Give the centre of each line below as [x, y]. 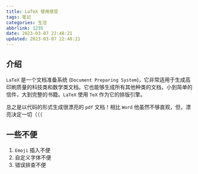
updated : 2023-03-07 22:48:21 [43, 39]
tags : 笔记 [19, 17]
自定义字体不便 [33, 157]
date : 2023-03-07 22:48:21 [39, 34]
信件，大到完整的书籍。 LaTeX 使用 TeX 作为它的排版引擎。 [76, 94]
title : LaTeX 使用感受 [32, 12]
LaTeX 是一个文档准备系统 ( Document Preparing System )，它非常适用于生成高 [98, 80]
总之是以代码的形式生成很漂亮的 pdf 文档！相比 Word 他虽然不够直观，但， [96, 107]
